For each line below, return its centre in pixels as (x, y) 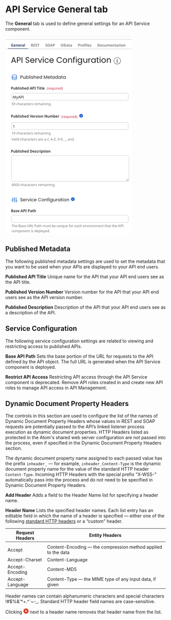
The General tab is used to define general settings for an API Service (78, 23)
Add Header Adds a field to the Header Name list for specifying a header (82, 495)
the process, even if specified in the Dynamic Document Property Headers (83, 443)
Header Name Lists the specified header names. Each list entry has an (79, 510)
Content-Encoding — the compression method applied (105, 547)
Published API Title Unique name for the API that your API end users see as (85, 277)
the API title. (18, 282)
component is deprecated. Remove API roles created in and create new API (84, 382)
